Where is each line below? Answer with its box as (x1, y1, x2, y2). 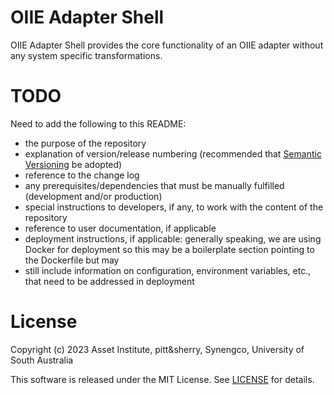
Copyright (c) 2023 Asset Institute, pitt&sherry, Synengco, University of (10, 343, 305, 355)
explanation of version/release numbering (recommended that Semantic (24, 147, 322, 160)
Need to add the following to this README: (10, 117, 187, 130)
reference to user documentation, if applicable (24, 222, 217, 234)
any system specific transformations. (10, 49, 163, 61)
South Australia (10, 354, 74, 366)
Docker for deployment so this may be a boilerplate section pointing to (24, 243, 315, 255)
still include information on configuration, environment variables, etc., (24, 264, 312, 276)
